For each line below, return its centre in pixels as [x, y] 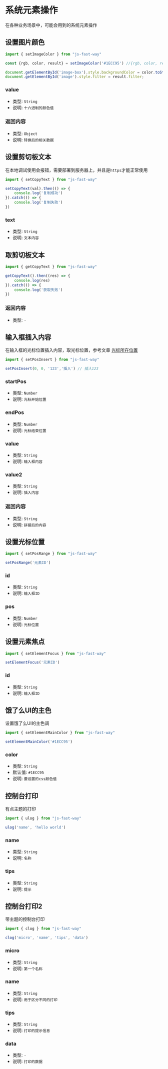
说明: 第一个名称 [27, 968]
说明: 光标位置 [25, 624]
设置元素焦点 [25, 642]
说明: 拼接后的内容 [29, 524]
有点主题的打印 [20, 809]
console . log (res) [32, 280]
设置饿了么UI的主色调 [27, 723]
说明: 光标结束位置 [29, 430]
